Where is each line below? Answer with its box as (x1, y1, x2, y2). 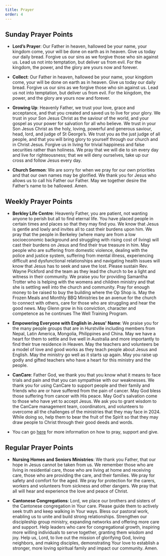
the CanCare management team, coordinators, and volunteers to (12, 404, 144, 410)
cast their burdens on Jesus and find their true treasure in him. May (12, 242, 150, 248)
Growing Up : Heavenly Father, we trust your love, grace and (12, 105, 135, 111)
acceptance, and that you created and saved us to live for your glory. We (12, 110, 161, 116)
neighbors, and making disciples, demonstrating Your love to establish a (12, 540, 159, 546)
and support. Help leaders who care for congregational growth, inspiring (12, 524, 160, 530)
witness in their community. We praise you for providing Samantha (12, 274, 148, 280)
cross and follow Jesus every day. (12, 157, 82, 164)
